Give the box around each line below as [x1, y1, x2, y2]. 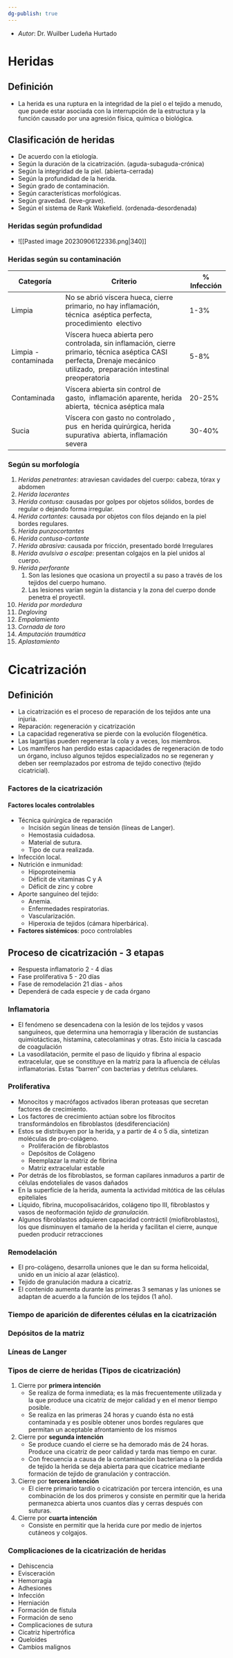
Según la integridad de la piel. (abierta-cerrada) [17, 167, 154, 175]
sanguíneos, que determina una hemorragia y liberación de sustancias [17, 1028, 218, 1036]
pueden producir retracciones [17, 1230, 103, 1238]
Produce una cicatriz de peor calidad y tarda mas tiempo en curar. [28, 1447, 217, 1456]
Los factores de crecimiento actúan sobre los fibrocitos [17, 1112, 176, 1120]
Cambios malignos [17, 1643, 71, 1651]
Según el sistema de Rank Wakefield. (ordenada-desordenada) [17, 204, 197, 212]
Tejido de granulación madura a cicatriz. [17, 1278, 133, 1286]
